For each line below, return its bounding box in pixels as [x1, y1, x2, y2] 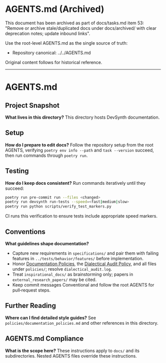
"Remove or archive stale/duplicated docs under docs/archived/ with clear [5, 25, 157, 31]
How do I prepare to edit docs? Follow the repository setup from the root [5, 142, 154, 147]
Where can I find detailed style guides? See [5, 314, 96, 321]
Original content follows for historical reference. [5, 59, 103, 65]
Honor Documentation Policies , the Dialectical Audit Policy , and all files [12, 261, 157, 267]
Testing [5, 167, 29, 175]
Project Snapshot [5, 101, 60, 110]
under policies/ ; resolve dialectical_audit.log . [12, 266, 112, 272]
